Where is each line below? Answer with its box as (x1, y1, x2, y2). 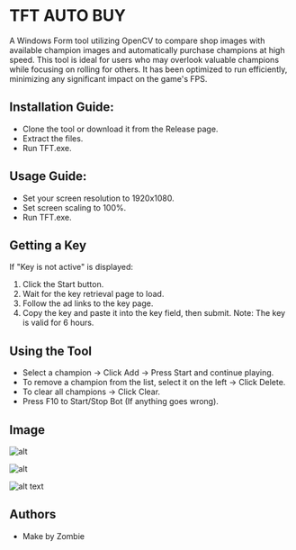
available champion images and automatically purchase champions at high (9, 44, 285, 55)
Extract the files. (22, 132, 84, 144)
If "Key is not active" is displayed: (9, 262, 133, 273)
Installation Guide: (9, 100, 114, 115)
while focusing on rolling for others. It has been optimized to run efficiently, (9, 64, 288, 75)
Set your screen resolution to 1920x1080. (22, 193, 175, 203)
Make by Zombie (22, 530, 85, 541)
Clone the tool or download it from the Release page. (22, 123, 219, 134)
